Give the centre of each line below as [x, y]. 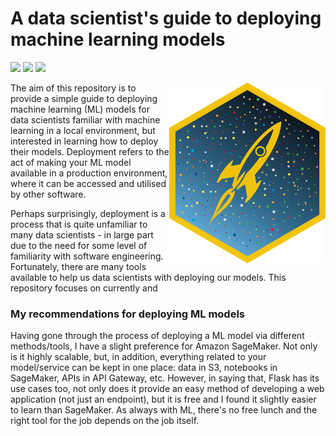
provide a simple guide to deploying [84, 98]
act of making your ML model [71, 162]
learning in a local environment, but [83, 130]
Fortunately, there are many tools [78, 266]
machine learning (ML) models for [80, 109]
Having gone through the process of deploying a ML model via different [157, 336]
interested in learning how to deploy [84, 141]
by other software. [48, 194]
